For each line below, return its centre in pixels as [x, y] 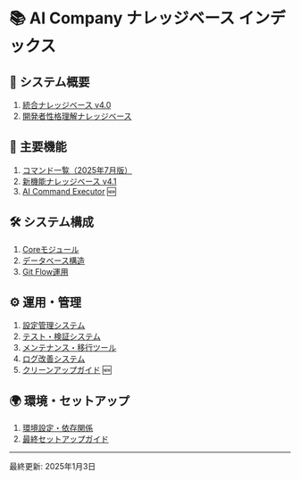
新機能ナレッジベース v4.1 [69, 181]
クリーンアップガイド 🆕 [67, 370]
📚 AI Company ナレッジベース [122, 18]
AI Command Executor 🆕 [69, 191]
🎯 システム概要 [50, 82]
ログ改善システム [54, 359]
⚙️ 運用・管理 [46, 303]
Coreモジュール [50, 249]
